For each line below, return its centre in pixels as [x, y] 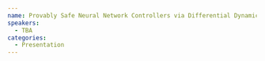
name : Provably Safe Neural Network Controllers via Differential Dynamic [133, 15]
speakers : [24, 23]
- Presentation [40, 45]
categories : [27, 38]
